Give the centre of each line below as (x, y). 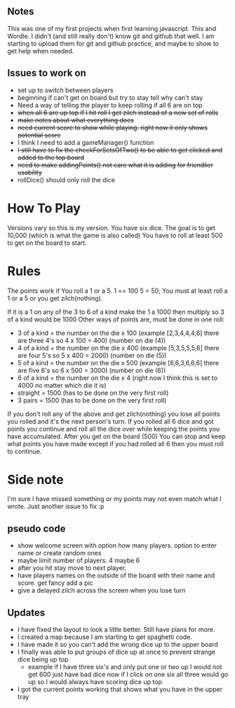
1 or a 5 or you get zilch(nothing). (55, 298)
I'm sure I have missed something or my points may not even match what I (114, 499)
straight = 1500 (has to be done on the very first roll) (93, 393)
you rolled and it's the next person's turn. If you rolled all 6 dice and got (110, 421)
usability (29, 172)
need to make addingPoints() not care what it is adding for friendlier (115, 165)
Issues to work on (47, 73)
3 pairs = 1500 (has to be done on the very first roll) (92, 400)
